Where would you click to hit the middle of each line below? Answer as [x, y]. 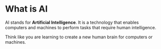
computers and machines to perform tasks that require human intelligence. [81, 27]
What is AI [27, 9]
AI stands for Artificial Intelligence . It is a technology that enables [72, 22]
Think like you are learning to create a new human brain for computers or [79, 37]
